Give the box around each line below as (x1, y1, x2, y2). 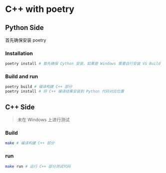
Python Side (5, 23, 44, 32)
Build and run (5, 73, 38, 80)
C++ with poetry (5, 3, 75, 15)
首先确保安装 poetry (5, 37, 46, 43)
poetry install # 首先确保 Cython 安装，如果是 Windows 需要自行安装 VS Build (5, 61, 161, 66)
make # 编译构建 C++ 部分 (5, 141, 55, 146)
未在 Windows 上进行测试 (17, 117, 70, 123)
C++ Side (5, 103, 35, 111)
